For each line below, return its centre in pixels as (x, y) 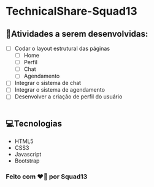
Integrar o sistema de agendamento (60, 90)
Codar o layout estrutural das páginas (62, 48)
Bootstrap (27, 161)
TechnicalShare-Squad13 (71, 11)
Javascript (28, 155)
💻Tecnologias (34, 123)
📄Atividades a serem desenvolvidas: (77, 34)
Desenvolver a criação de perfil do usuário (68, 97)
